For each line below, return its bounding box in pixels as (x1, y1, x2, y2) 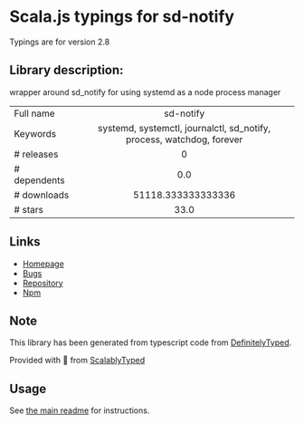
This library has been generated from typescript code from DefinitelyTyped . (9, 337, 292, 348)
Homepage (22, 258, 65, 269)
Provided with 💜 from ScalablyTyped (9, 355, 146, 366)
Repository (22, 277, 63, 288)
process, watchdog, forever (125, 133, 243, 146)
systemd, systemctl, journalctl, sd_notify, (98, 121, 271, 134)
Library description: (9, 63, 124, 78)
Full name (14, 107, 56, 120)
